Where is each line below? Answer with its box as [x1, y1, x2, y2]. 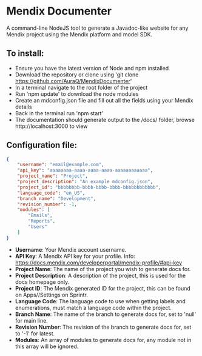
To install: [6, 49, 44, 59]
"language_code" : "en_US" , [17, 190, 86, 196]
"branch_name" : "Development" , [17, 195, 96, 201]
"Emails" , [28, 212, 53, 219]
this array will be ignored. [15, 343, 79, 350]
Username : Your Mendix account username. [15, 246, 127, 253]
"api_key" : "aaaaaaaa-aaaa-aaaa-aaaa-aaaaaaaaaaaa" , [17, 167, 153, 173]
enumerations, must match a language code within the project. [15, 304, 172, 311]
